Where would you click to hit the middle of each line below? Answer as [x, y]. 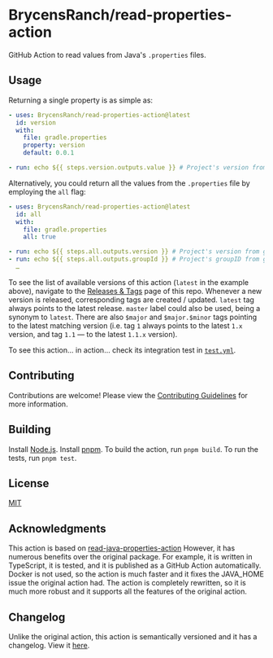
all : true [40, 237]
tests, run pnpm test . [43, 458]
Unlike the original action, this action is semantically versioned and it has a [133, 636]
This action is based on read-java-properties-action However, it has [122, 548]
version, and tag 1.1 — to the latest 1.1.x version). [93, 334]
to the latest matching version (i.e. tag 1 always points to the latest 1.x [126, 325]
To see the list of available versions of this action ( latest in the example [129, 282]
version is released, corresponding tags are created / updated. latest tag [131, 300]
